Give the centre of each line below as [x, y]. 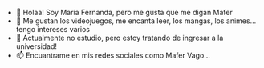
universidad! [37, 46]
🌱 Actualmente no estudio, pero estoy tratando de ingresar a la [120, 38]
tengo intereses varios [53, 29]
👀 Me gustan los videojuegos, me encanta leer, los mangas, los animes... [136, 21]
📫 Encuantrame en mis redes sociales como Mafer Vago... [113, 55]
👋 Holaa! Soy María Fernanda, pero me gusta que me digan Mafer [124, 12]
